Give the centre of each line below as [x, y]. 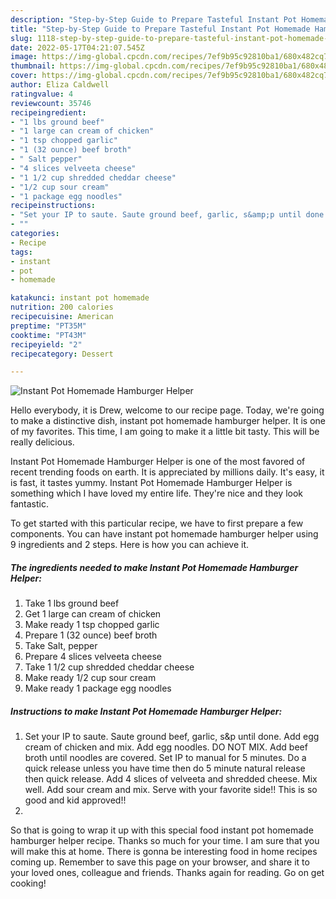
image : [24, 57]
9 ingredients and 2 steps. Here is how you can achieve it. [130, 545]
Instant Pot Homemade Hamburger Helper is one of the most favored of [158, 462]
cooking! [28, 883]
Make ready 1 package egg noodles [98, 688]
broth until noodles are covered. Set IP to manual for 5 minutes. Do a [165, 758]
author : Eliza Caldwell [60, 85]
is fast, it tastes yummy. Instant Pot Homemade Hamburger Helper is [151, 483]
